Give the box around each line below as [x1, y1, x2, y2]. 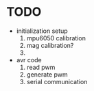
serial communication [26, 77, 88, 86]
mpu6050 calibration [26, 34, 86, 42]
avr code [16, 55, 42, 64]
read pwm [26, 63, 56, 71]
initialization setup [16, 27, 68, 35]
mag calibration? [26, 41, 74, 49]
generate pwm [26, 70, 68, 79]
